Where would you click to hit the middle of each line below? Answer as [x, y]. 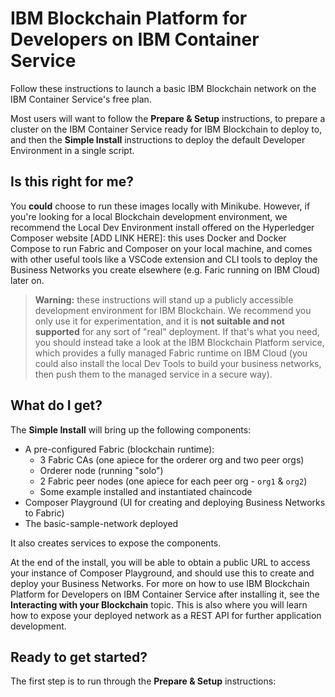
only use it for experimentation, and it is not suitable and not [159, 321]
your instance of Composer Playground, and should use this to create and [162, 573]
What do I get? [56, 405]
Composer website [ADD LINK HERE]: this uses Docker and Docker [148, 238]
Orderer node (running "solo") [101, 470]
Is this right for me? [72, 182]
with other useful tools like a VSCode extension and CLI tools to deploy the [164, 259]
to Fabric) [44, 513]
